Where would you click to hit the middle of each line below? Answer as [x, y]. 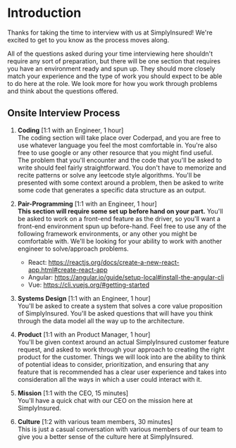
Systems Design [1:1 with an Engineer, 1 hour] [84, 298]
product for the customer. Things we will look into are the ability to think [122, 356]
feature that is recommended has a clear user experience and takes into [122, 372]
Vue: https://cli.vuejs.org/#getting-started [89, 285]
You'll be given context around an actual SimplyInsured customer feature [123, 342]
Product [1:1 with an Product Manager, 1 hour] [84, 334]
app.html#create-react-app [68, 270]
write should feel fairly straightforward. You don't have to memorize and [122, 168]
